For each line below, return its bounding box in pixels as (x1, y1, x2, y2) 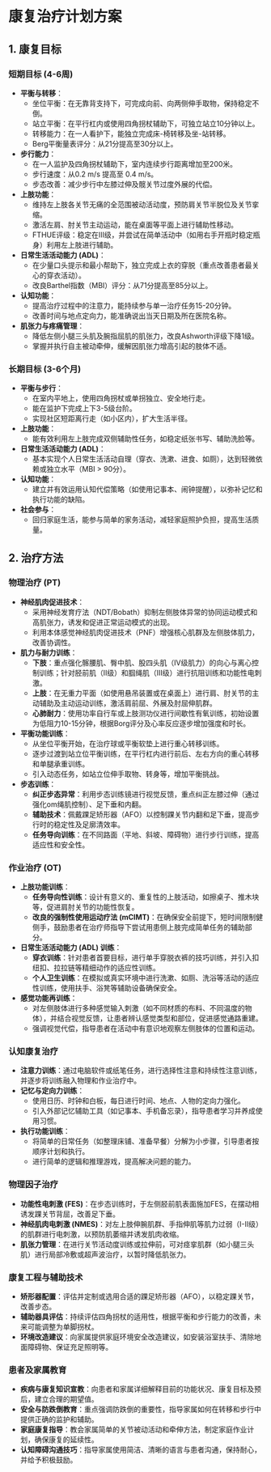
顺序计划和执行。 (32, 1147, 90, 1156)
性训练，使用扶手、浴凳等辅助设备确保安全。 (32, 983, 182, 993)
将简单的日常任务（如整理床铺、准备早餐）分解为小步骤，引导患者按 (32, 1136, 260, 1146)
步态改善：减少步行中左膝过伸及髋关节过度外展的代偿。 (32, 179, 217, 189)
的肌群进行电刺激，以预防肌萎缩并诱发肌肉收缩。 (19, 1229, 184, 1239)
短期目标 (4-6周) (8, 68, 74, 79)
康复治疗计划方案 (8, 7, 123, 26)
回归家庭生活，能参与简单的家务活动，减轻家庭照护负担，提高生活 (32, 515, 252, 524)
